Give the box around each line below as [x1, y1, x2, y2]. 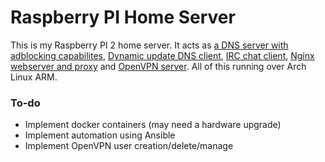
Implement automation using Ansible [24, 129, 176, 141]
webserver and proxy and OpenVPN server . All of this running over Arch [10, 60, 307, 72]
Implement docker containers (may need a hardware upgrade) [24, 119, 282, 131]
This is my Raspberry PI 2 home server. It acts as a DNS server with [10, 39, 289, 51]
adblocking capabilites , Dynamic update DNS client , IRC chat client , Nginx [10, 49, 315, 61]
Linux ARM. [10, 71, 58, 83]
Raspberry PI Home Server [10, 6, 236, 29]
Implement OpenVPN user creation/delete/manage [24, 140, 234, 152]
